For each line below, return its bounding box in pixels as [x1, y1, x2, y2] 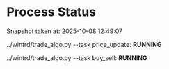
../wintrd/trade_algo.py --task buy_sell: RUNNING [6, 53, 147, 62]
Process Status [6, 4, 97, 20]
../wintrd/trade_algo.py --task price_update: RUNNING [6, 40, 162, 48]
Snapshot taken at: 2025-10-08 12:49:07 [6, 27, 123, 35]
